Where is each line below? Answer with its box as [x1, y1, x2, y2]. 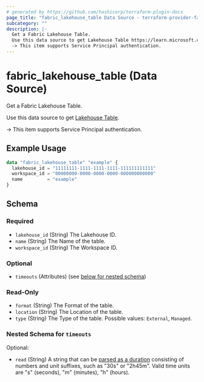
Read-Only [6, 288, 39, 296]
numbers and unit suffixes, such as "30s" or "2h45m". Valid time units [15, 362, 190, 369]
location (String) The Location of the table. [15, 308, 123, 316]
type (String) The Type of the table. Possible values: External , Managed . [15, 314, 192, 322]
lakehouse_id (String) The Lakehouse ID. [15, 231, 117, 238]
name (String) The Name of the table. [15, 237, 106, 245]
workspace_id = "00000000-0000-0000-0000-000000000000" [12, 171, 156, 177]
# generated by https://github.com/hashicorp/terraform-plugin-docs [6, 9, 183, 15]
